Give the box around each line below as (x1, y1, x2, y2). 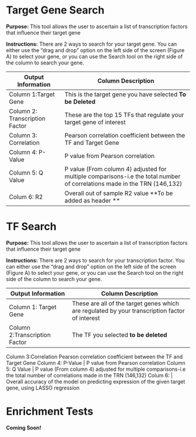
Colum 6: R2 (9, 193, 43, 201)
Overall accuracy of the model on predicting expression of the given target (6, 378, 185, 385)
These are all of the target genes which (72, 299, 179, 308)
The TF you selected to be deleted (72, 330, 167, 339)
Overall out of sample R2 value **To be (64, 189, 173, 197)
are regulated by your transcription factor (72, 306, 185, 315)
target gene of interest (64, 118, 126, 126)
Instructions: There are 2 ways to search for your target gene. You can (6, 40, 177, 47)
